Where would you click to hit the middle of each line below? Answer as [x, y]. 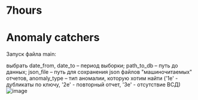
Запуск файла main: [31, 54]
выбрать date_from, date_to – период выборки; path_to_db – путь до [92, 65]
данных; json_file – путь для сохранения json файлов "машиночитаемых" [99, 72]
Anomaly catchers [53, 38]
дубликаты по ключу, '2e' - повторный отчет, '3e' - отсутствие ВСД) [93, 85]
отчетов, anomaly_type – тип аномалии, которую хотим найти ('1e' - [92, 79]
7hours [24, 10]
